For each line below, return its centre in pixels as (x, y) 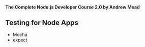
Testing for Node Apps (42, 22)
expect (20, 40)
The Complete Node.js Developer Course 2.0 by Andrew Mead (72, 7)
